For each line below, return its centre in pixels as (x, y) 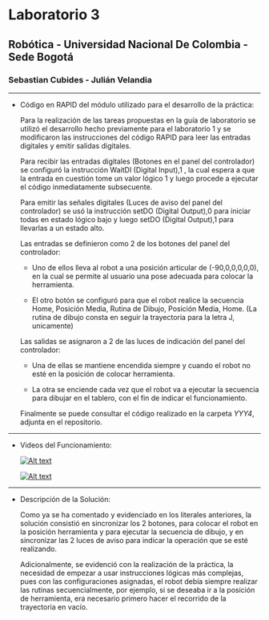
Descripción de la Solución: (65, 499)
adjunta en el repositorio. (61, 422)
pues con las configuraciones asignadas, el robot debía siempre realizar (139, 581)
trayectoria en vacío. (54, 606)
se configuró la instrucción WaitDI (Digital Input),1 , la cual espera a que (137, 169)
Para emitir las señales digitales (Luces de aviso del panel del (121, 202)
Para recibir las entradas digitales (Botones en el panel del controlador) (137, 161)
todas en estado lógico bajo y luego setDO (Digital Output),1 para (127, 219)
